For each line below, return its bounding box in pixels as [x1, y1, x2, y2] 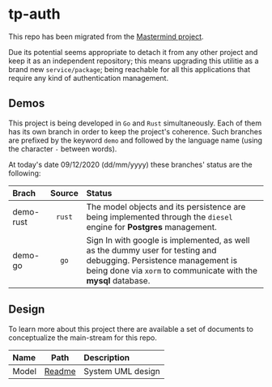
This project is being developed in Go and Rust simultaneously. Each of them [8, 118, 261, 128]
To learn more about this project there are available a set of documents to [8, 324, 253, 334]
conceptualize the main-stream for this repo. [8, 333, 158, 342]
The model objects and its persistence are [86, 201, 246, 212]
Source [49, 187, 79, 198]
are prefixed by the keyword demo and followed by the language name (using [8, 135, 263, 145]
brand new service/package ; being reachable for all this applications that [8, 64, 251, 74]
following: [8, 168, 41, 178]
